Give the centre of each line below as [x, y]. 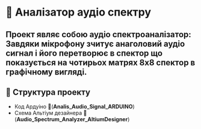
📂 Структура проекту [48, 92]
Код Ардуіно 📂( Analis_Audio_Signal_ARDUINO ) [74, 107]
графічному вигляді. [46, 72]
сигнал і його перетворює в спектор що [84, 53]
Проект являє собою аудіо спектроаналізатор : [99, 34]
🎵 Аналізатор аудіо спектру [79, 12]
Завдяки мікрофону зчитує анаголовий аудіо [95, 43]
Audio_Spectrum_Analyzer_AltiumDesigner [72, 119]
